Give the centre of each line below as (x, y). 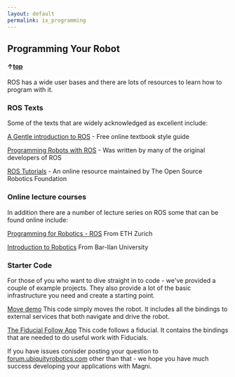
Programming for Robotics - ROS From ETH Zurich (80, 233)
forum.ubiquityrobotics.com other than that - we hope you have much (108, 358)
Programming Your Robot (64, 49)
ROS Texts (25, 108)
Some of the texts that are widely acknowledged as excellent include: (108, 123)
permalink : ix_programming (47, 20)
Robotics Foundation (37, 179)
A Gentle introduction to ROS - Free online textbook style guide (98, 137)
